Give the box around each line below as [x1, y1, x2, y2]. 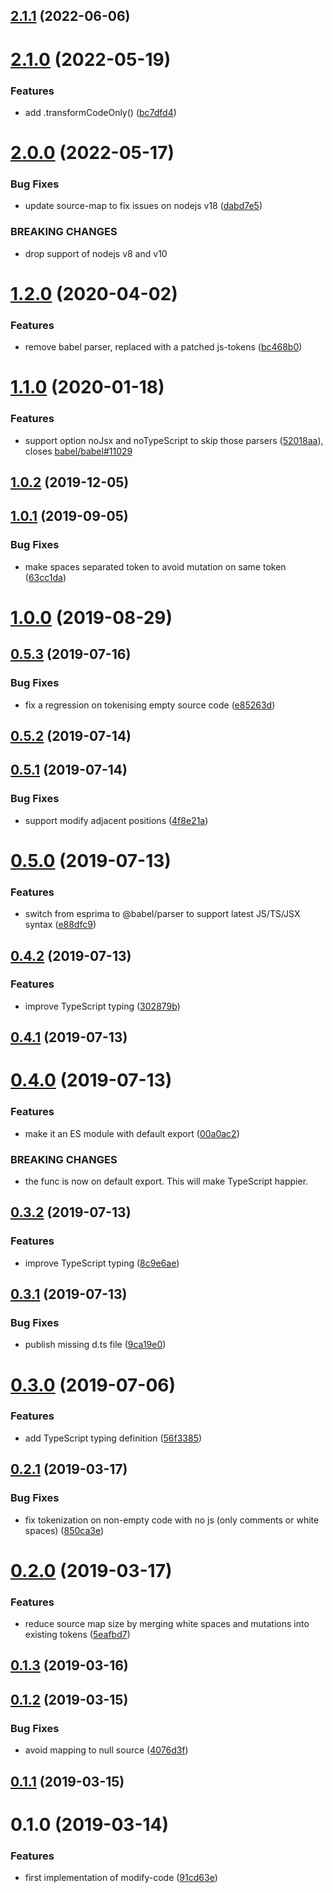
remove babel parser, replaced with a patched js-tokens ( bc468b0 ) [24, 341, 303, 353]
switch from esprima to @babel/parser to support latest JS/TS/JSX [24, 908, 301, 920]
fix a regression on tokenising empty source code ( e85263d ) [24, 699, 276, 711]
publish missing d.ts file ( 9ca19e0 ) [24, 1339, 167, 1351]
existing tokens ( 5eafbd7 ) [24, 1629, 131, 1641]
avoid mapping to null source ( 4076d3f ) [24, 1744, 189, 1756]
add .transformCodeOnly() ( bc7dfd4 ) [24, 106, 177, 118]
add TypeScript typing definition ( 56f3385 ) [24, 1432, 203, 1444]
